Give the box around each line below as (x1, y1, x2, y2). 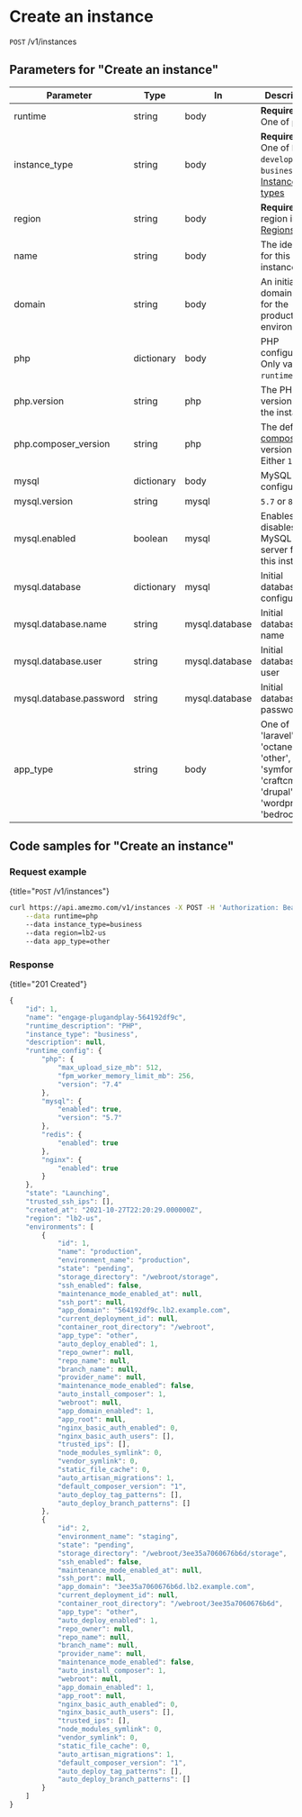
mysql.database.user (13, 655, 102, 668)
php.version (13, 395, 65, 407)
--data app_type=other (25, 937, 111, 946)
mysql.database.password (13, 692, 126, 704)
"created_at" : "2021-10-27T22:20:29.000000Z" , (25, 1205, 203, 1214)
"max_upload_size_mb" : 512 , (57, 1063, 164, 1073)
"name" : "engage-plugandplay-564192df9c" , (25, 1013, 187, 1022)
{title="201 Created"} (9, 979, 87, 990)
